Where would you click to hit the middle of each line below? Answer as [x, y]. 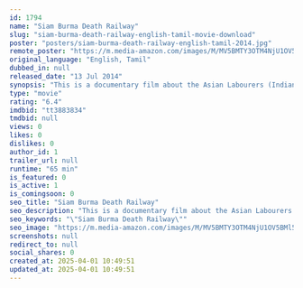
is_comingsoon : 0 [42, 194]
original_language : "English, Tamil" [80, 60]
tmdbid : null [34, 118]
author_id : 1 [34, 152]
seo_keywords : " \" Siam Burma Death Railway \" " [98, 219]
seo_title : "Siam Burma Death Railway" [84, 203]
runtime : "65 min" [44, 169]
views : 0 [26, 127]
